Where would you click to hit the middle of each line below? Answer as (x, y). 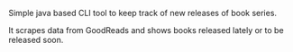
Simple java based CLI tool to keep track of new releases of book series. (142, 13)
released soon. (36, 40)
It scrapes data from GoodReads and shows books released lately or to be (146, 30)
